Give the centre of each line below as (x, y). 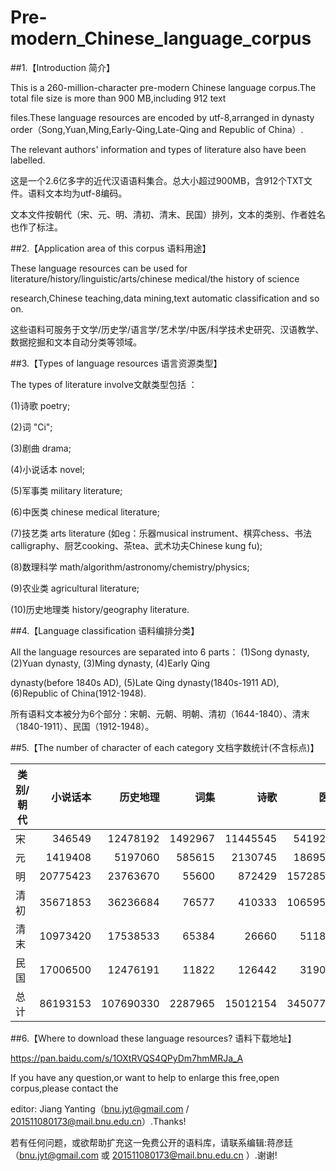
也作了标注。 (36, 227)
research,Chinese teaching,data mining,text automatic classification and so (165, 298)
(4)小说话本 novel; (47, 469)
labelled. (28, 160)
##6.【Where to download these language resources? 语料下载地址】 (153, 1038)
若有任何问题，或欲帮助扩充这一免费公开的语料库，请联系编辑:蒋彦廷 (152, 1142)
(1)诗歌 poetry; (40, 405)
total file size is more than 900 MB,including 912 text (118, 98)
